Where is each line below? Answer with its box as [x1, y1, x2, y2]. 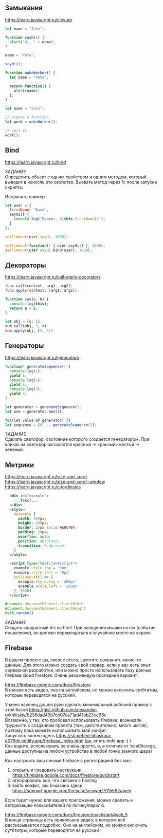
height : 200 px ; [18, 521, 49, 525]
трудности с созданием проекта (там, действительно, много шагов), [5, 722, 148, 728]
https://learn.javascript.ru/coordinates [5, 484, 81, 490]
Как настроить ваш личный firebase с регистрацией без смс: [5, 757, 132, 764]
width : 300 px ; [18, 516, 47, 521]
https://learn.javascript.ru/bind [5, 159, 66, 165]
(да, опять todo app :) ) [84, 738, 131, 744]
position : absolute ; [18, 539, 60, 543]
